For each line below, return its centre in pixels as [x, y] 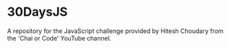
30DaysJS [38, 12]
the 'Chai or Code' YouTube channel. [59, 38]
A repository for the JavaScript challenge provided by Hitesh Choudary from [115, 31]
